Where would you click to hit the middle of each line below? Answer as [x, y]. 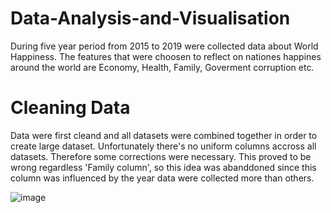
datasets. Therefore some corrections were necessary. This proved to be [161, 156]
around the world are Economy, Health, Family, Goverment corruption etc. [162, 67]
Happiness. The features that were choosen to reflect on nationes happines [166, 56]
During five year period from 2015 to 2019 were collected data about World [164, 46]
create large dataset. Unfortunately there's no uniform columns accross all [163, 146]
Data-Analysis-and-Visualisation [150, 18]
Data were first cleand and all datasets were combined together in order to [164, 135]
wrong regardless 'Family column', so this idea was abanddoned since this [163, 167]
